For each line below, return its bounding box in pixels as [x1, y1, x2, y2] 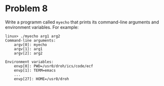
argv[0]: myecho [14, 42, 48, 47]
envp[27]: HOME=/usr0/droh [14, 76, 69, 81]
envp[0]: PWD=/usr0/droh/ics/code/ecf [14, 64, 93, 68]
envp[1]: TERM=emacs [14, 68, 56, 73]
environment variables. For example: [5, 24, 79, 30]
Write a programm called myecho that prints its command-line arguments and [5, 19, 159, 25]
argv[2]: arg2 [14, 51, 43, 56]
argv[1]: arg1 [14, 46, 43, 51]
